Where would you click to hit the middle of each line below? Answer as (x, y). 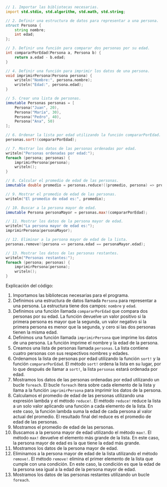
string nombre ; (30, 30)
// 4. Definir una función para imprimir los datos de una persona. (78, 71)
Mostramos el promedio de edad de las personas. (63, 427)
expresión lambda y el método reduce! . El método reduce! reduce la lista (87, 401)
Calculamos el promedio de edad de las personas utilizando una (78, 395)
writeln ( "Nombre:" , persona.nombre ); (54, 80)
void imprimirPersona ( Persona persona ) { (49, 75)
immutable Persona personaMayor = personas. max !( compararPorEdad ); (77, 212)
